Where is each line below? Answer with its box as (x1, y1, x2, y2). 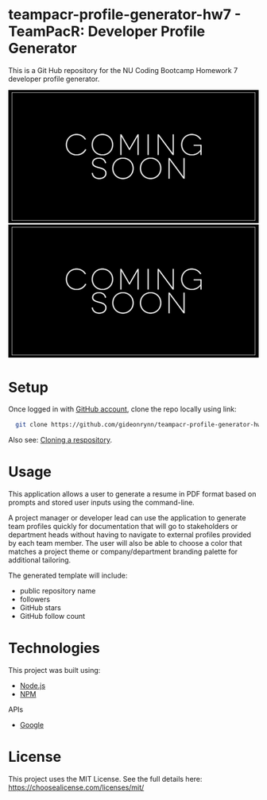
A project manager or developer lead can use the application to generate (8, 513, 246, 523)
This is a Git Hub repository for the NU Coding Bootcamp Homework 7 (8, 65, 238, 75)
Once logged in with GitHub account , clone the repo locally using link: (8, 404, 237, 414)
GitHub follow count (19, 612, 86, 621)
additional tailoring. (8, 555, 72, 565)
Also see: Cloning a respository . (8, 435, 113, 445)
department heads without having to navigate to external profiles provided (8, 530, 252, 539)
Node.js (19, 681, 46, 690)
